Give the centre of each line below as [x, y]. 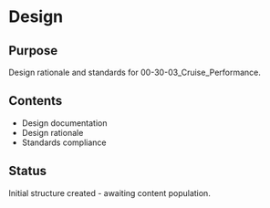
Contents [36, 101]
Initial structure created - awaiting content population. [109, 192]
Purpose [33, 51]
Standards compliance [64, 142]
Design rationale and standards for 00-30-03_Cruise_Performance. [135, 72]
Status [28, 171]
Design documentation [64, 123]
